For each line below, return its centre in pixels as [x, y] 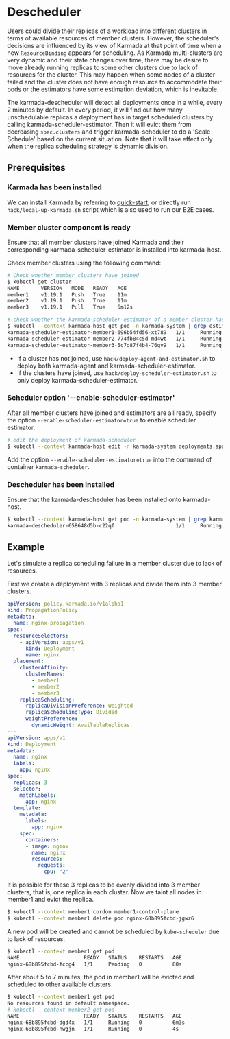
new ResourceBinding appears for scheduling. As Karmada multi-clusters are [115, 53]
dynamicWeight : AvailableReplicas [81, 725]
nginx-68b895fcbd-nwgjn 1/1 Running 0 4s [93, 1029]
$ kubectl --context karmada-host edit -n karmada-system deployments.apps [117, 446]
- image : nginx [47, 846]
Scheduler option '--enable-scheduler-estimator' [91, 398]
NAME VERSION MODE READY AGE [67, 288]
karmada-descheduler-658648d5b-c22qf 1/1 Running [115, 525]
